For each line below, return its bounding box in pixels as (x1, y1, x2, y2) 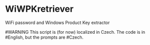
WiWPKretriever (5, 3, 74, 15)
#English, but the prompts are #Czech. (5, 34, 84, 40)
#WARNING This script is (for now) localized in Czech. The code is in (5, 29, 146, 35)
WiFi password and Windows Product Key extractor (5, 20, 110, 25)
